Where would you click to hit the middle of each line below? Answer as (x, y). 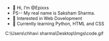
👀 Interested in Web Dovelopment (47, 18)
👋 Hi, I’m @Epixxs (31, 8)
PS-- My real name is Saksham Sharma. (54, 13)
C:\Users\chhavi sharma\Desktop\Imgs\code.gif (55, 33)
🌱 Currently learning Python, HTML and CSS (58, 23)
